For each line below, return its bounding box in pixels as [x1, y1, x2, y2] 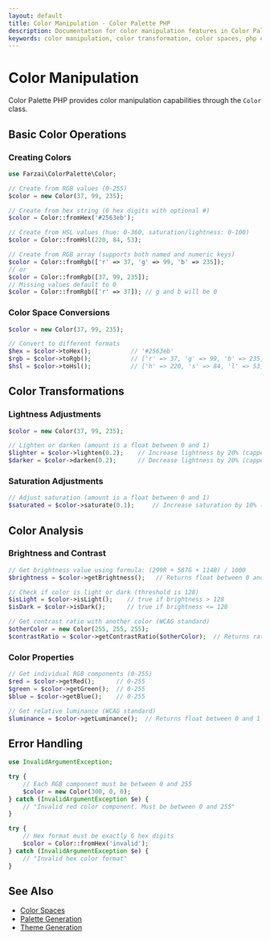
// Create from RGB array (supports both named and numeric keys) [8, 251, 235, 259]
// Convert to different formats [8, 340, 121, 348]
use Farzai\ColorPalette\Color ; [8, 170, 117, 178]
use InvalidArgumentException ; [8, 758, 113, 766]
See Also [8, 884, 54, 898]
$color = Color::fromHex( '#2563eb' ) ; [8, 214, 135, 222]
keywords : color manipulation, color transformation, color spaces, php [8, 34, 257, 43]
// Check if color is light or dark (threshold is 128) [8, 588, 199, 596]
